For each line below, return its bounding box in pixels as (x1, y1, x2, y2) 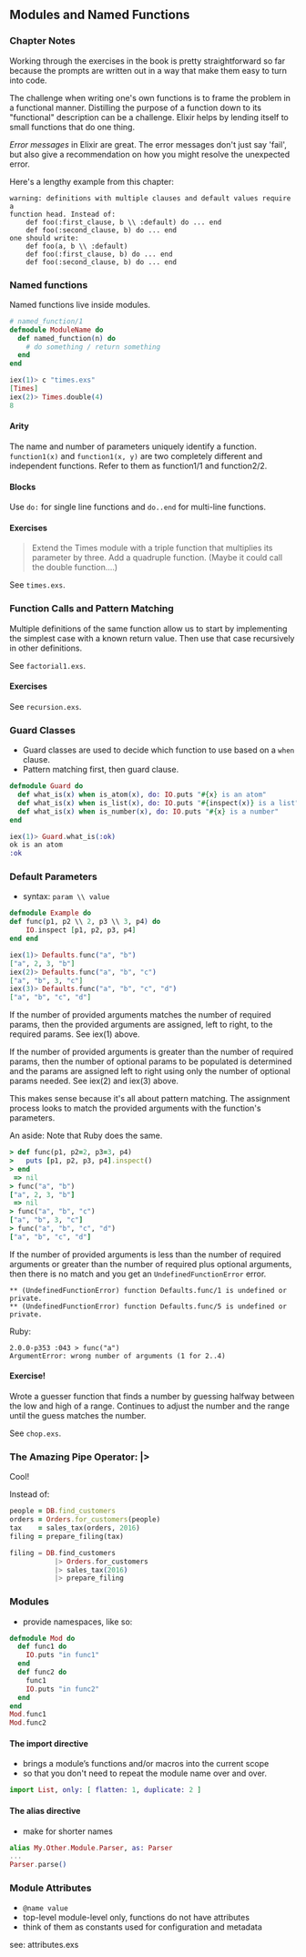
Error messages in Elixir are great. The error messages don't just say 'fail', (9, 138, 287, 149)
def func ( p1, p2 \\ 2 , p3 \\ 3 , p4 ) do (9, 917, 161, 927)
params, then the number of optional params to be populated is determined (9, 1056, 292, 1067)
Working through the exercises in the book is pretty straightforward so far (9, 55, 285, 67)
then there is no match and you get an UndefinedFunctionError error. (9, 1268, 267, 1279)
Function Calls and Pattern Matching (9, 602, 175, 615)
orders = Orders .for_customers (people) (9, 1515, 161, 1524)
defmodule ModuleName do (9, 325, 104, 334)
